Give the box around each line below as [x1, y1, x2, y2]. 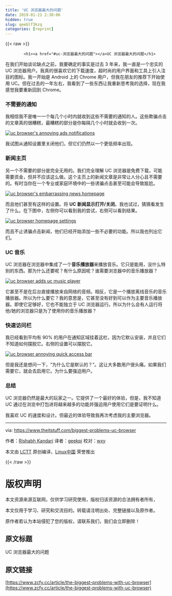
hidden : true [5, 17, 33, 22]
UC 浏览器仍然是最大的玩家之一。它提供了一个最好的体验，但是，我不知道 [5, 395, 161, 401]
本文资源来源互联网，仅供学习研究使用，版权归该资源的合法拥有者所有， [5, 496, 158, 502]
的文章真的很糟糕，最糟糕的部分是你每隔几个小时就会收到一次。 [5, 120, 140, 126]
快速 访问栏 [5, 321, 32, 328]
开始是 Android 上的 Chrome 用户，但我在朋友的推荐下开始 [36, 74, 161, 80]
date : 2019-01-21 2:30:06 [5, 12, 60, 17]
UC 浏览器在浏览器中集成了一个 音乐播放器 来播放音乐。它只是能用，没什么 [5, 261, 161, 268]
